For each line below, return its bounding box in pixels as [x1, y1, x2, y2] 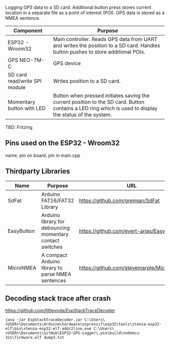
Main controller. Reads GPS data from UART [53, 36, 158, 43]
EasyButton [8, 227, 35, 234]
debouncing [41, 224, 70, 231]
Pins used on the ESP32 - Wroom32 [5, 139, 120, 148]
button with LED [8, 105, 46, 112]
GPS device [53, 60, 81, 66]
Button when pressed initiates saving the [53, 92, 150, 99]
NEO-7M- [19, 57, 45, 63]
